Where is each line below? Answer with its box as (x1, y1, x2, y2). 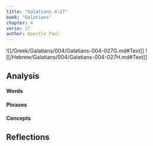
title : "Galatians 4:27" (6, 8, 68, 15)
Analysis (6, 71, 40, 81)
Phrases (6, 101, 27, 108)
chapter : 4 (6, 20, 33, 26)
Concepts (6, 114, 31, 122)
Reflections (6, 132, 50, 142)
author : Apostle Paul (6, 31, 60, 37)
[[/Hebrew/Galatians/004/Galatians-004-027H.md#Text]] (6, 54, 148, 61)
